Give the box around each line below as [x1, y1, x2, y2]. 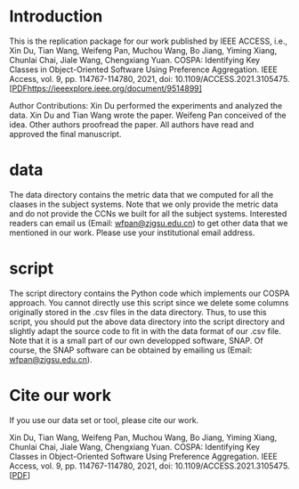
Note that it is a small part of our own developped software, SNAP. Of [9, 335, 264, 346]
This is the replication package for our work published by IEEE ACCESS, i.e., [9, 36, 287, 46]
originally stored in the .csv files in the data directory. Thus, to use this [9, 306, 267, 317]
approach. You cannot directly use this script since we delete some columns [9, 297, 289, 308]
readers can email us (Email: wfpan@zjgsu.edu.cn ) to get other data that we [9, 217, 288, 228]
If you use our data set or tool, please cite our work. [9, 414, 199, 425]
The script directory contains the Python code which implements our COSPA [9, 288, 290, 298]
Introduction [9, 6, 103, 27]
